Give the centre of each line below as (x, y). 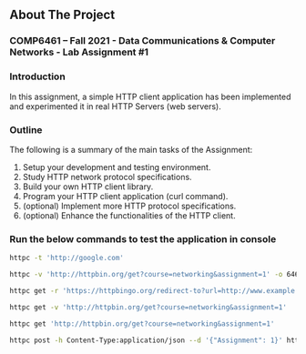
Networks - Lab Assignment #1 (79, 52)
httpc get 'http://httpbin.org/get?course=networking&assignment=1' (142, 324)
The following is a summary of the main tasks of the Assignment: (131, 149)
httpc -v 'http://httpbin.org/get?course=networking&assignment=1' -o (146, 275)
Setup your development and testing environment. (117, 167)
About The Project (62, 15)
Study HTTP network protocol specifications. (107, 177)
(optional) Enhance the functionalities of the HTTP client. (129, 215)
